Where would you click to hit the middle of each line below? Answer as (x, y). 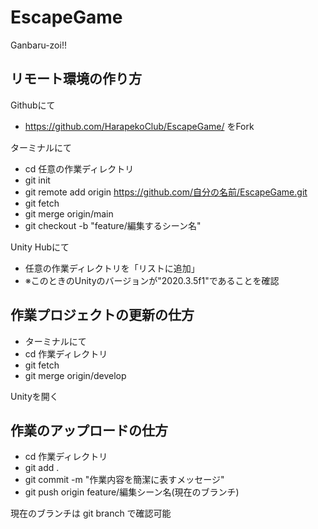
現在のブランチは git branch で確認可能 (91, 513)
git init (37, 180)
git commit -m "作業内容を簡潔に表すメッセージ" (124, 480)
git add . (42, 468)
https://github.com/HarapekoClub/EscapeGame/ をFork (139, 126)
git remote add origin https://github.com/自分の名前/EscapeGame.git (166, 192)
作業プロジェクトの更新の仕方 (102, 315)
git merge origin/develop (75, 375)
